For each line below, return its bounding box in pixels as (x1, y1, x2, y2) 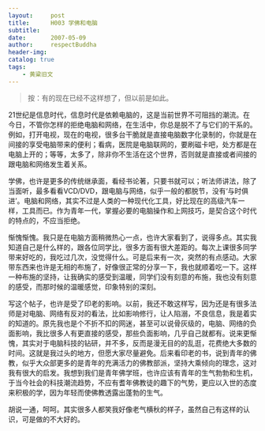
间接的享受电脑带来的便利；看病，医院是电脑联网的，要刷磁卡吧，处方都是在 (8, 139, 257, 149)
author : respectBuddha (8, 41, 97, 49)
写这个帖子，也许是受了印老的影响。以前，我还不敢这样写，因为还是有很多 (8, 298, 250, 308)
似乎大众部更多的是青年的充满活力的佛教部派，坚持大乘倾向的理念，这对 (21, 357, 257, 368)
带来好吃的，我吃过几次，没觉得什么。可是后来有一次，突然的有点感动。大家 (8, 252, 257, 262)
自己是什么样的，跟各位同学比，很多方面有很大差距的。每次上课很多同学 (21, 242, 257, 251)
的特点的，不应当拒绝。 (8, 215, 84, 225)
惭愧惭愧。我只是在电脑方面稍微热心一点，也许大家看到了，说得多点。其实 (8, 233, 250, 242)
